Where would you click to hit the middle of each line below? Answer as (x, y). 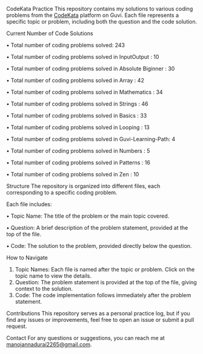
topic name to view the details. (53, 276)
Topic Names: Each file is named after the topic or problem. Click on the (105, 269)
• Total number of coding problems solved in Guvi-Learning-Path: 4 (91, 139)
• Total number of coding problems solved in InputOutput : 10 (83, 57)
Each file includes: (29, 204)
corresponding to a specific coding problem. (62, 192)
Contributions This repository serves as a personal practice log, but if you (98, 313)
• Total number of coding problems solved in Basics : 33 (77, 115)
